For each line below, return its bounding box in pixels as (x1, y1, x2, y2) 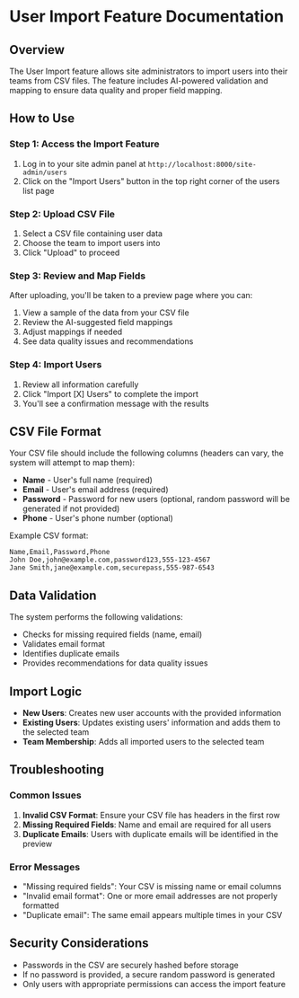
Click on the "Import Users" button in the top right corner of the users (22, 175, 280, 186)
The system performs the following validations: (9, 612, 183, 623)
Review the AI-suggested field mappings (22, 317, 173, 328)
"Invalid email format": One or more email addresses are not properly (22, 891, 278, 901)
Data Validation (9, 587, 97, 603)
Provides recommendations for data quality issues (22, 658, 208, 668)
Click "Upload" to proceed (22, 247, 120, 258)
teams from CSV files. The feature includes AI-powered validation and (9, 75, 268, 86)
